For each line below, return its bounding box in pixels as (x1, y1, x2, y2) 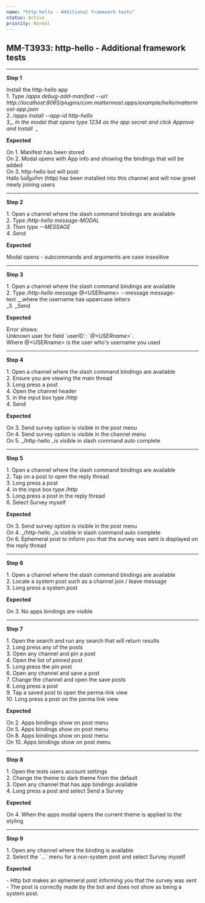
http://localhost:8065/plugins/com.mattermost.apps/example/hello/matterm (6, 99, 198, 107)
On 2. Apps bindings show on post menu (6, 719, 109, 726)
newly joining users (6, 181, 56, 188)
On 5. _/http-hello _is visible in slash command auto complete (6, 437, 160, 444)
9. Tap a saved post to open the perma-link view (6, 689, 128, 696)
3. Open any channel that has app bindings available (6, 781, 138, 788)
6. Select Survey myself (6, 499, 66, 506)
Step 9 (6, 835, 23, 842)
